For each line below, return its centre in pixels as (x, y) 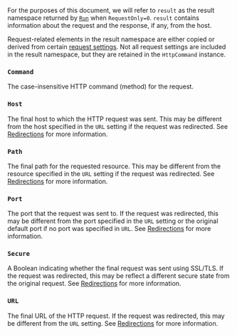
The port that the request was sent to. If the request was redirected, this (113, 214)
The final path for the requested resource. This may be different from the (114, 166)
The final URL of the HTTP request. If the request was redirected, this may (116, 316)
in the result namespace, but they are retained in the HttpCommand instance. (117, 54)
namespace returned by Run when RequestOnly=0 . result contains (103, 18)
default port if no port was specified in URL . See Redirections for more (109, 229)
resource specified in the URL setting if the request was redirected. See (111, 173)
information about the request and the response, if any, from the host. (110, 25)
